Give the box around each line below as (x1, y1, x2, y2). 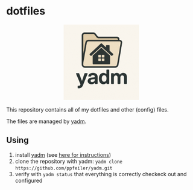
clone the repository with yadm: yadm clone (14, 157, 122, 165)
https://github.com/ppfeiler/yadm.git (14, 165, 113, 171)
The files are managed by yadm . (6, 118, 87, 125)
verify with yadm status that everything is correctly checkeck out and (14, 170, 187, 177)
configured (14, 177, 43, 184)
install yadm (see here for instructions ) (14, 151, 112, 158)
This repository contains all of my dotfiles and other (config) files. (6, 106, 169, 113)
